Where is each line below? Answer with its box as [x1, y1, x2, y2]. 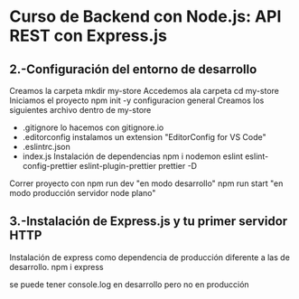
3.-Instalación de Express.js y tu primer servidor [9, 214, 288, 229]
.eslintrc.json [22, 142, 70, 152]
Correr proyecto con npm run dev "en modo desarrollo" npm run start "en [9, 178, 284, 189]
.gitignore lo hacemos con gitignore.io [22, 122, 164, 133]
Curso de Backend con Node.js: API [9, 6, 282, 27]
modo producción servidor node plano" [9, 188, 156, 198]
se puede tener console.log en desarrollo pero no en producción [9, 278, 250, 290]
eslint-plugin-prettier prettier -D [79, 161, 197, 171]
